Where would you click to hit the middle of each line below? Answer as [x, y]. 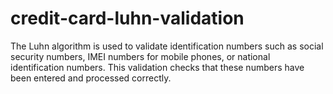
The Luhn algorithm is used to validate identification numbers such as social [167, 46]
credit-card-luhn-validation [127, 18]
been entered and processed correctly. [91, 78]
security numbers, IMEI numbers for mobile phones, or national [140, 56]
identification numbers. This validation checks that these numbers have [157, 67]
